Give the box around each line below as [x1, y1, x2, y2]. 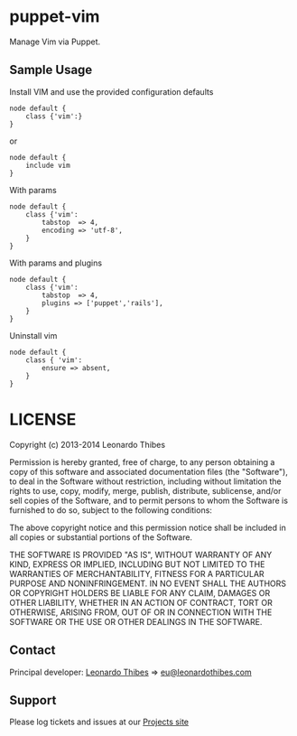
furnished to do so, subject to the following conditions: [9, 504, 212, 516]
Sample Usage [9, 62, 93, 78]
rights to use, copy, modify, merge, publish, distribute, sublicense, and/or [9, 485, 282, 496]
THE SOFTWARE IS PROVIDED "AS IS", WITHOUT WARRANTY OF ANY [9, 549, 273, 560]
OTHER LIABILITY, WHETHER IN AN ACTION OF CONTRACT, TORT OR [9, 597, 273, 608]
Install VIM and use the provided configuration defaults [9, 86, 214, 97]
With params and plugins [9, 257, 102, 268]
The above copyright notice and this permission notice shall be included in [9, 522, 286, 533]
